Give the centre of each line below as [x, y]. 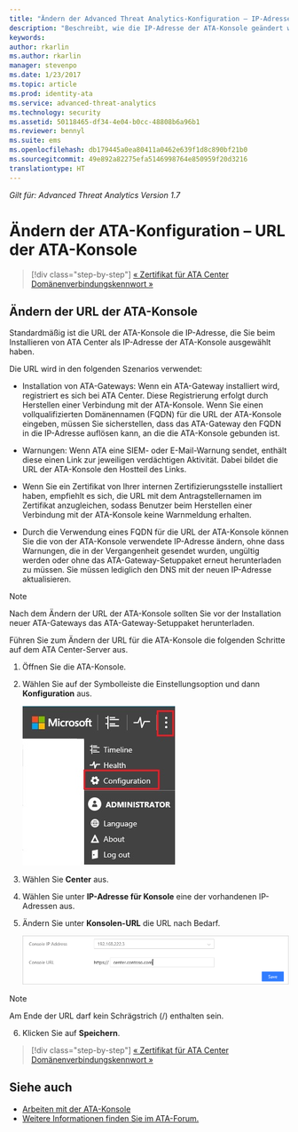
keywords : [27, 37]
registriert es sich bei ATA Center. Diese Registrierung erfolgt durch [145, 396]
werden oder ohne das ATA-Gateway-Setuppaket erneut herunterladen [152, 560]
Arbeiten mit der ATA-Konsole [76, 1109]
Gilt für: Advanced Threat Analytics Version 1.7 [95, 194]
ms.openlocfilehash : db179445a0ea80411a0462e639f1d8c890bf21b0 [129, 150]
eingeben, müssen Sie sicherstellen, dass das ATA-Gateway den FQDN [152, 424]
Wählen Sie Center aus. [65, 880]
